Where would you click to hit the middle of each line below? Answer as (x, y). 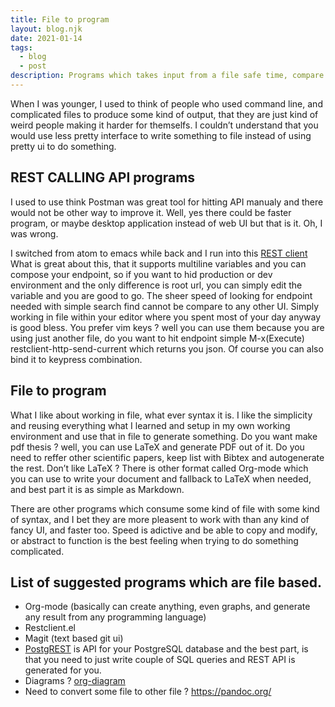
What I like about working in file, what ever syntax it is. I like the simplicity (161, 415)
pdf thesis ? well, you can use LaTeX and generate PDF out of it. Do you (157, 447)
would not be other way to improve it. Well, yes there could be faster (151, 212)
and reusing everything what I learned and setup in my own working (150, 425)
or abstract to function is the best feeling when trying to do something (154, 540)
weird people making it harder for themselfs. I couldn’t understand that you (164, 125)
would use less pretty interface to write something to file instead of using (161, 135)
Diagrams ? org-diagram (75, 681)
